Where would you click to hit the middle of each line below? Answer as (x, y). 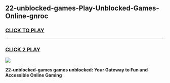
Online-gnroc (27, 16)
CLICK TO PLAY (25, 31)
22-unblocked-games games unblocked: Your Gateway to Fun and (77, 69)
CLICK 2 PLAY (23, 49)
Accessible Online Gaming (34, 75)
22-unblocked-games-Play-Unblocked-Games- (82, 8)
